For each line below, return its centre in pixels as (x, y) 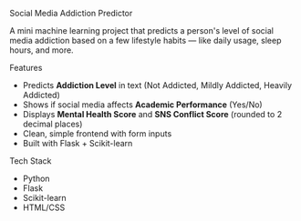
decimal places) (52, 124)
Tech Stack (31, 161)
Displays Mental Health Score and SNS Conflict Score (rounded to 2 (152, 114)
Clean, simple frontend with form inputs (97, 134)
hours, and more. (42, 50)
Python (36, 178)
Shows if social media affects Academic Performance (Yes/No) (142, 105)
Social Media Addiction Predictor (71, 13)
